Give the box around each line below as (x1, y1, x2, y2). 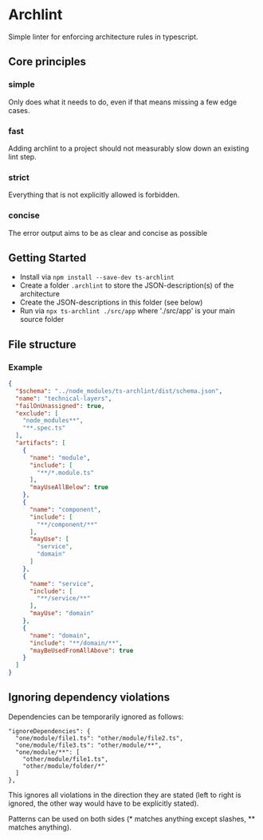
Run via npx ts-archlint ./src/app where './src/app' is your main (19, 306, 235, 316)
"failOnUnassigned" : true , (15, 402, 105, 410)
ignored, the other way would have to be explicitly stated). (8, 799, 199, 808)
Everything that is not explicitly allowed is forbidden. (8, 190, 180, 200)
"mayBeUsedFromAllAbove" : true (29, 646, 134, 654)
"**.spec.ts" (22, 424, 66, 432)
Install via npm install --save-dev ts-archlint (19, 273, 175, 282)
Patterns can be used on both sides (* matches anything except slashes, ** (8, 814, 256, 823)
